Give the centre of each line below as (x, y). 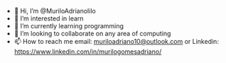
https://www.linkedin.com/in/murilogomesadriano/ (88, 52)
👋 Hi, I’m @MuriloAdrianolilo (55, 11)
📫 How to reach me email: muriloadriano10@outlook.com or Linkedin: (116, 41)
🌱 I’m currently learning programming (69, 26)
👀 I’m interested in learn (49, 18)
